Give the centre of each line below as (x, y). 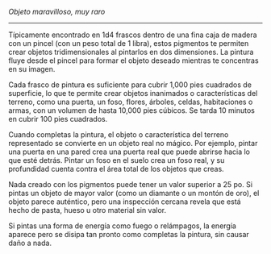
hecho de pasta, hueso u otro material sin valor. (88, 210)
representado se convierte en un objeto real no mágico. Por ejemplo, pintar (133, 143)
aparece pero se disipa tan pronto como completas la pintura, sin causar (129, 234)
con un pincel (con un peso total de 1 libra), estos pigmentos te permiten (129, 43)
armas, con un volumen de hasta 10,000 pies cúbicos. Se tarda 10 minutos (132, 110)
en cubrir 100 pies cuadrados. (58, 119)
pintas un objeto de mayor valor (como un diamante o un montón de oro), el (134, 193)
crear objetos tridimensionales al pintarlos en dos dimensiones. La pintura (131, 52)
